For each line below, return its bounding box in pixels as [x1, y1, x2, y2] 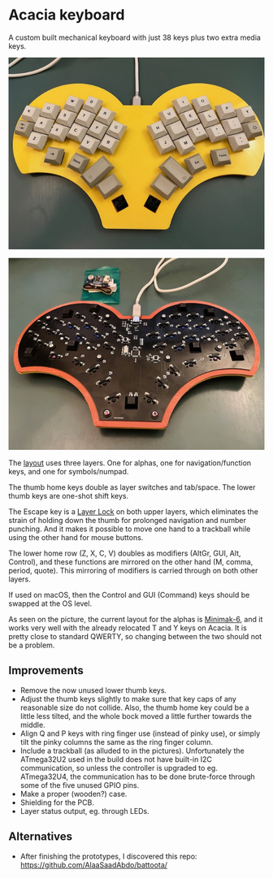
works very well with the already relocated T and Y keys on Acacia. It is [8, 623, 248, 633]
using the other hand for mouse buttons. [8, 532, 144, 542]
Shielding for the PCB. [19, 798, 95, 807]
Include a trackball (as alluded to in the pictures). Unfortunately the [19, 746, 245, 755]
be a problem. [8, 640, 55, 650]
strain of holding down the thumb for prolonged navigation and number [8, 515, 246, 525]
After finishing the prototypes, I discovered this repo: [19, 851, 197, 861]
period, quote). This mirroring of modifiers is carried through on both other [8, 565, 258, 575]
